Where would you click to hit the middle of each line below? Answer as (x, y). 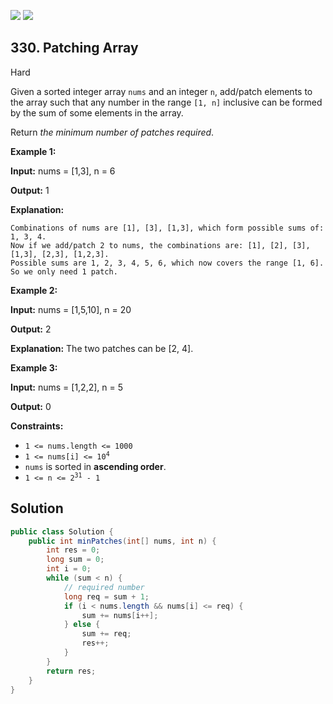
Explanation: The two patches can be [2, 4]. (102, 348)
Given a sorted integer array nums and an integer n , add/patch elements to (161, 91)
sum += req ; (106, 634)
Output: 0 (31, 406)
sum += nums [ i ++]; (120, 615)
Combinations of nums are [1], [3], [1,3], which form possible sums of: (167, 228)
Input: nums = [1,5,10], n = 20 (71, 309)
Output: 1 (30, 190)
